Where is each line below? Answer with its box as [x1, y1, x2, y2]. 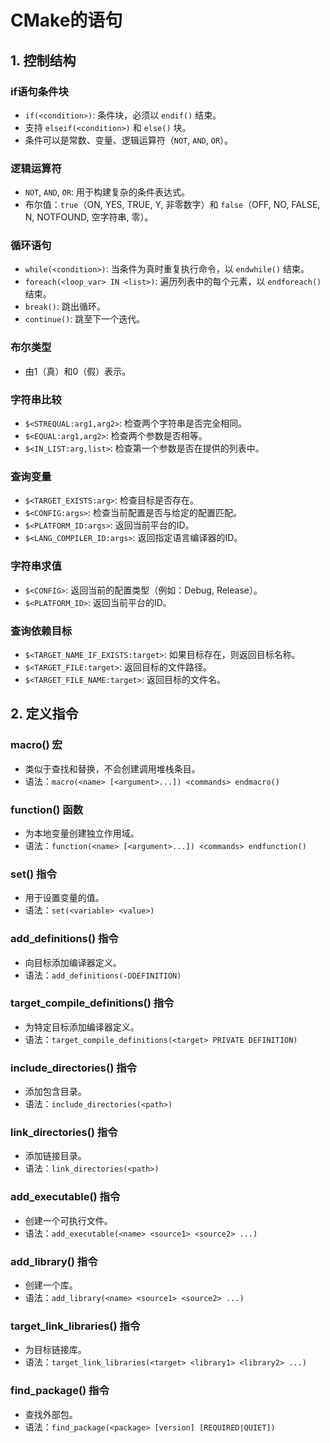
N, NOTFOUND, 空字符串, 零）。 [24, 211, 154, 223]
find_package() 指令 [10, 1384, 110, 1398]
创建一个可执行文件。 [24, 1214, 113, 1226]
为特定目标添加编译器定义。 [24, 1021, 140, 1033]
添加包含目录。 [24, 1086, 87, 1098]
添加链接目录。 [24, 1150, 87, 1162]
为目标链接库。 [24, 1344, 87, 1356]
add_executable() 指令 [10, 1190, 121, 1204]
